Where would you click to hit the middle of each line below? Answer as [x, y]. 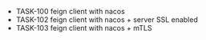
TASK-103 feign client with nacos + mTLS [84, 28]
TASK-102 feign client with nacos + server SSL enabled [107, 20]
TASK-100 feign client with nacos [71, 11]
